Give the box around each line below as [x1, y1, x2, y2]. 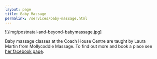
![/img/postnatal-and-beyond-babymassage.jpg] [5, 29, 102, 35]
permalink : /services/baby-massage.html [5, 16, 88, 21]
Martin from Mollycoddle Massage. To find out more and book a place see [5, 44, 153, 49]
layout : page [5, 7, 31, 12]
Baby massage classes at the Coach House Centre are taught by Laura [5, 38, 146, 44]
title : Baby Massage [5, 12, 47, 16]
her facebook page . [5, 48, 44, 54]
